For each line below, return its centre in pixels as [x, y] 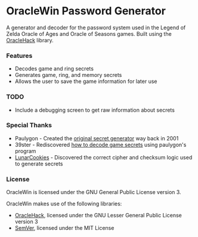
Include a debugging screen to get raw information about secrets [95, 110]
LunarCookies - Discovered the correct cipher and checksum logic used [103, 157]
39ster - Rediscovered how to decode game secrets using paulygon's [100, 144]
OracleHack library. [30, 40]
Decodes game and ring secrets [54, 69]
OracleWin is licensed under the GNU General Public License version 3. [94, 192]
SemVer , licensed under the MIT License [64, 228]
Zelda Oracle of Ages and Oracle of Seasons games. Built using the [89, 33]
